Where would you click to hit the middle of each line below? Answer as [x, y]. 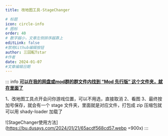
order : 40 [16, 34]
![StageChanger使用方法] [32, 122]
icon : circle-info [25, 24]
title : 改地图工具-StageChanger [38, 10]
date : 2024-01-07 [24, 62]
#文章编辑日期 [18, 67]
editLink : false [22, 43]
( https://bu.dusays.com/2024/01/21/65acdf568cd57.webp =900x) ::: [77, 128]
